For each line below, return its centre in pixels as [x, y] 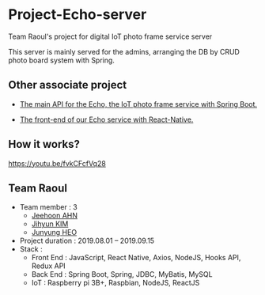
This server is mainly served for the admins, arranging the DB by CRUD [124, 51]
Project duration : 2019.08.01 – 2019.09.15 [87, 241]
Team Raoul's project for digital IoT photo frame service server [110, 36]
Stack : [31, 249]
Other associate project [68, 85]
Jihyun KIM [50, 224]
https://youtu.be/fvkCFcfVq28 [57, 163]
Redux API [48, 266]
